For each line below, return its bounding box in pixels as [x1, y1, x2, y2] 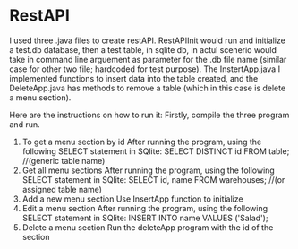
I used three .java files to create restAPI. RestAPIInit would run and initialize [9, 35, 286, 46]
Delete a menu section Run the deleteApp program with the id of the [21, 221, 274, 233]
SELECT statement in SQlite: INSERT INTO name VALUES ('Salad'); [21, 212, 268, 223]
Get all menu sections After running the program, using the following [21, 165, 275, 176]
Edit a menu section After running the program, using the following [21, 202, 268, 213]
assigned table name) [21, 184, 103, 194]
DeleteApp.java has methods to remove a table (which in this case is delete [9, 82, 286, 93]
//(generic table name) [21, 155, 106, 166]
